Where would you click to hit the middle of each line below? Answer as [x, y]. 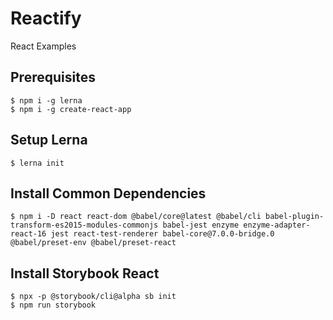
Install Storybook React [85, 273]
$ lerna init [37, 163]
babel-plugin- [295, 217]
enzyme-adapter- [277, 225]
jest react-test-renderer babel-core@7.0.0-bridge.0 [162, 234]
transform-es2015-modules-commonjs [84, 225]
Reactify [46, 18]
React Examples [43, 46]
